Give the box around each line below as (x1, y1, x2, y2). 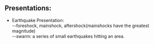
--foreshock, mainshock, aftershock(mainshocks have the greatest (11, 22, 150, 28)
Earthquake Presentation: (11, 17, 64, 23)
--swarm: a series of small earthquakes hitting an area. (11, 33, 125, 39)
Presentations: (4, 4, 52, 12)
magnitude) (11, 27, 36, 34)
